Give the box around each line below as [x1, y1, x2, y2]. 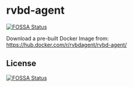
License [6, 58, 37, 69]
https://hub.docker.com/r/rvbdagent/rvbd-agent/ [6, 41, 127, 48]
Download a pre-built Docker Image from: [6, 35, 109, 42]
